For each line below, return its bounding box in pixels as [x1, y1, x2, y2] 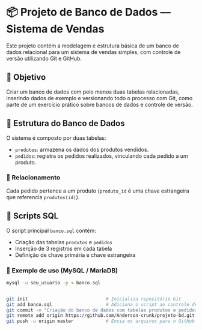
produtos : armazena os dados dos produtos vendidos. [14, 146, 149, 153]
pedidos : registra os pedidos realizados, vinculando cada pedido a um [14, 152, 188, 160]
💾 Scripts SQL [6, 211, 59, 221]
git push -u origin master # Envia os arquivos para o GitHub [6, 318, 195, 325]
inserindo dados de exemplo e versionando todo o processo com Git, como [6, 94, 193, 101]
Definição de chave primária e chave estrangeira [14, 251, 136, 259]
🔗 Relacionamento [6, 173, 61, 182]
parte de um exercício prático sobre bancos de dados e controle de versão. [6, 101, 194, 108]
